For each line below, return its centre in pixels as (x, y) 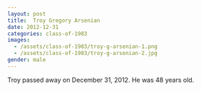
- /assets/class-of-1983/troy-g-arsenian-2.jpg (86, 54)
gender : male (27, 60)
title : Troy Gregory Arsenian (54, 20)
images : (19, 40)
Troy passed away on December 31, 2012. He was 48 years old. (101, 80)
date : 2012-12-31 (33, 27)
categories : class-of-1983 (47, 34)
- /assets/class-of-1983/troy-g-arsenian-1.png (86, 47)
